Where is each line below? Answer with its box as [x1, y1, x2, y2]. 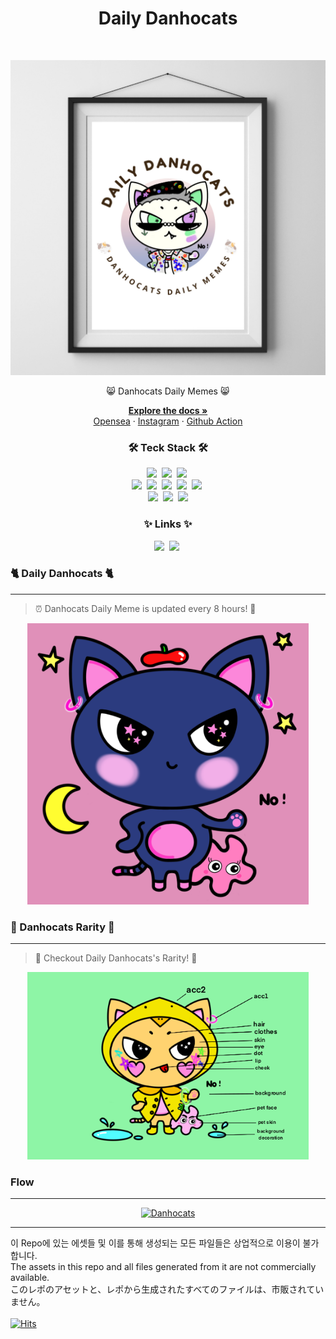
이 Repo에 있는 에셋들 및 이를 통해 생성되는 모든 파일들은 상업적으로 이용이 [10, 1237, 301, 1249]
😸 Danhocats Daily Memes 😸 [106, 385, 230, 397]
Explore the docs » [128, 404, 208, 416]
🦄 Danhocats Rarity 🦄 [10, 920, 115, 934]
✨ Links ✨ [143, 517, 193, 531]
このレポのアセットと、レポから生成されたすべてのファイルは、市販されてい [10, 1283, 325, 1296]
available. [10, 1272, 50, 1284]
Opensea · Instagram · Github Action [93, 415, 243, 427]
